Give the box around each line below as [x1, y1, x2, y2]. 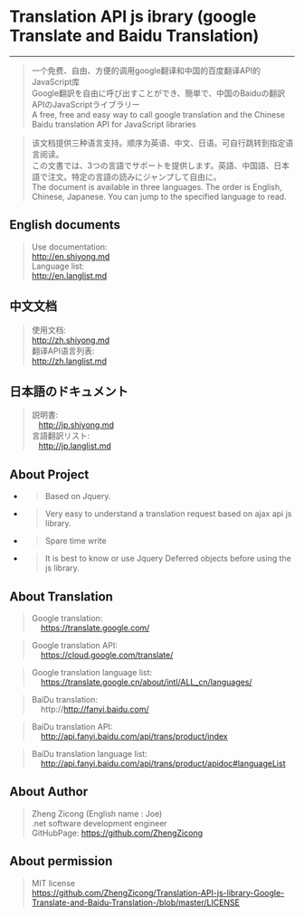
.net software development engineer [31, 817, 167, 828]
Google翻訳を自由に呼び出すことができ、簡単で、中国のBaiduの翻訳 [31, 88, 285, 99]
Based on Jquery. [44, 491, 111, 502]
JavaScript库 [31, 76, 81, 87]
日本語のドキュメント [9, 383, 128, 399]
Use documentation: [31, 241, 108, 252]
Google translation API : [31, 640, 118, 650]
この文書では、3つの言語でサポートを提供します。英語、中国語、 [31, 160, 274, 171]
